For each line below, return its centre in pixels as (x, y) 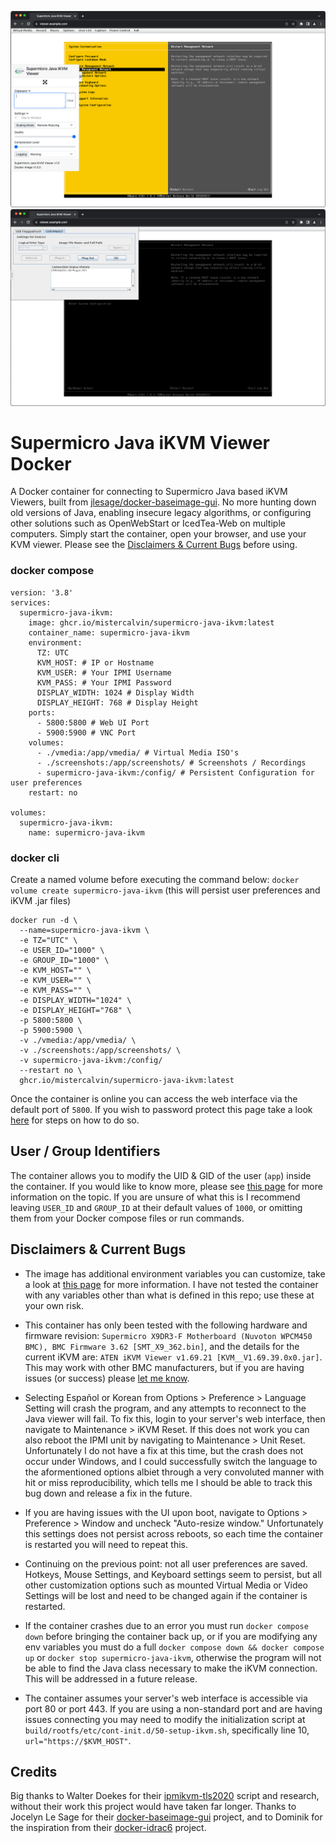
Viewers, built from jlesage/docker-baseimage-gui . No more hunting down (163, 502)
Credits (34, 1772)
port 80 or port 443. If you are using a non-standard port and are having (173, 1708)
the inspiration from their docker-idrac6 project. (108, 1828)
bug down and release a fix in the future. (108, 1493)
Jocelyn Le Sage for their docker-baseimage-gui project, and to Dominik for (166, 1817)
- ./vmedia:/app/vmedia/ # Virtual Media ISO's (138, 752)
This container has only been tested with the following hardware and (166, 1325)
